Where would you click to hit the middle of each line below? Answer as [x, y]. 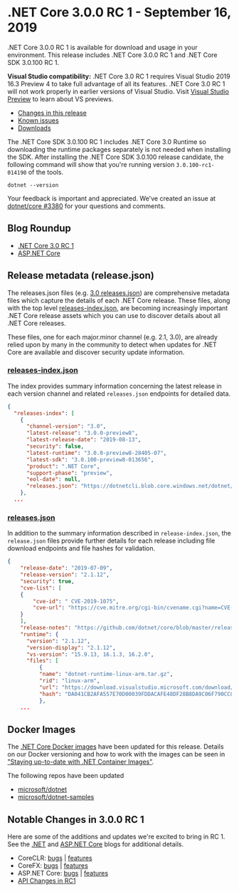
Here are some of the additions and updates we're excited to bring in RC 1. [116, 837]
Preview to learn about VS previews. [60, 99]
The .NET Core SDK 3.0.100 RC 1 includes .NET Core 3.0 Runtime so [107, 142]
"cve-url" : [49, 608]
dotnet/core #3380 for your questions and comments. [86, 206]
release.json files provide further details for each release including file [111, 541]
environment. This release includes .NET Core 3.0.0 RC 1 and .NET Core [113, 55]
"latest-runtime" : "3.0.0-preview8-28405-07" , [96, 453]
